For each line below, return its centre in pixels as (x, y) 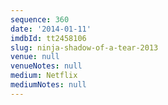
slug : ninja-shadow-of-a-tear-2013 (84, 47)
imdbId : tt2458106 (48, 38)
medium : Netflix (44, 76)
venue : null (35, 57)
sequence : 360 (40, 19)
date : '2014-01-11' (51, 29)
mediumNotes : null (48, 85)
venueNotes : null (46, 66)
